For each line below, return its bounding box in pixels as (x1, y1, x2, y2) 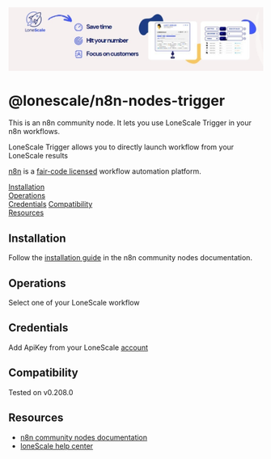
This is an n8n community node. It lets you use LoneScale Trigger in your (8, 118, 252, 128)
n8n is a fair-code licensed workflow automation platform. (8, 166, 201, 176)
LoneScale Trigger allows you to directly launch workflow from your (8, 142, 235, 152)
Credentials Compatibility (8, 200, 93, 209)
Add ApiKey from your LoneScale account (8, 343, 148, 352)
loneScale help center (19, 440, 94, 451)
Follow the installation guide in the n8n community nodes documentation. (8, 253, 253, 263)
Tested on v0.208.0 (8, 387, 74, 397)
